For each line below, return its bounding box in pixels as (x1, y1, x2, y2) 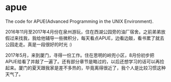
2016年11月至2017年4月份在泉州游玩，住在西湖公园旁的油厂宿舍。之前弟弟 (5, 28, 161, 34)
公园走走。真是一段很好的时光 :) (5, 41, 72, 47)
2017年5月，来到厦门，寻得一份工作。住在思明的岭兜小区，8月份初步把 (5, 52, 154, 58)
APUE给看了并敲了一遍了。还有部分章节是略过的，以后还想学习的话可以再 (5, 58, 160, 64)
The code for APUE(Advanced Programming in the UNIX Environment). (5, 18, 154, 24)
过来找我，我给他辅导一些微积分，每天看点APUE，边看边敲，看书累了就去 (9, 35, 164, 41)
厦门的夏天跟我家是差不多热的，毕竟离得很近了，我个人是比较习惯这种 (18, 65, 166, 71)
